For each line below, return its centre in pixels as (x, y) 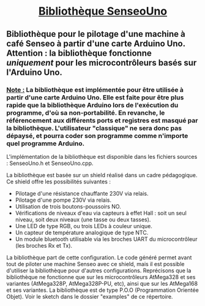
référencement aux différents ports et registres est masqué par (102, 120)
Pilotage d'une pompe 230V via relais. (63, 200)
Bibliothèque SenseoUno (102, 11)
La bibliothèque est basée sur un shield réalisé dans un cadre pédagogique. (102, 175)
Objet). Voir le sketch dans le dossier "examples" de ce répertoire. (90, 296)
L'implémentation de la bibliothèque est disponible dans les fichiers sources (102, 156)
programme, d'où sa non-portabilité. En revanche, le (86, 113)
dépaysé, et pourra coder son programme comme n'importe (97, 136)
